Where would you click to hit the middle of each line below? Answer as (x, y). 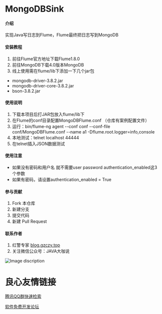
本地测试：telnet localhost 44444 (45, 137)
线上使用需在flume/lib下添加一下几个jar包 (53, 71)
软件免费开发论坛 (22, 307)
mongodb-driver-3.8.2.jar (37, 81)
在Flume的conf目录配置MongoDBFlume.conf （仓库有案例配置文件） (81, 120)
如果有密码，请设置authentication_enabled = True (62, 180)
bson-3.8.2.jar (26, 91)
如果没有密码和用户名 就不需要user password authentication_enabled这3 (85, 167)
